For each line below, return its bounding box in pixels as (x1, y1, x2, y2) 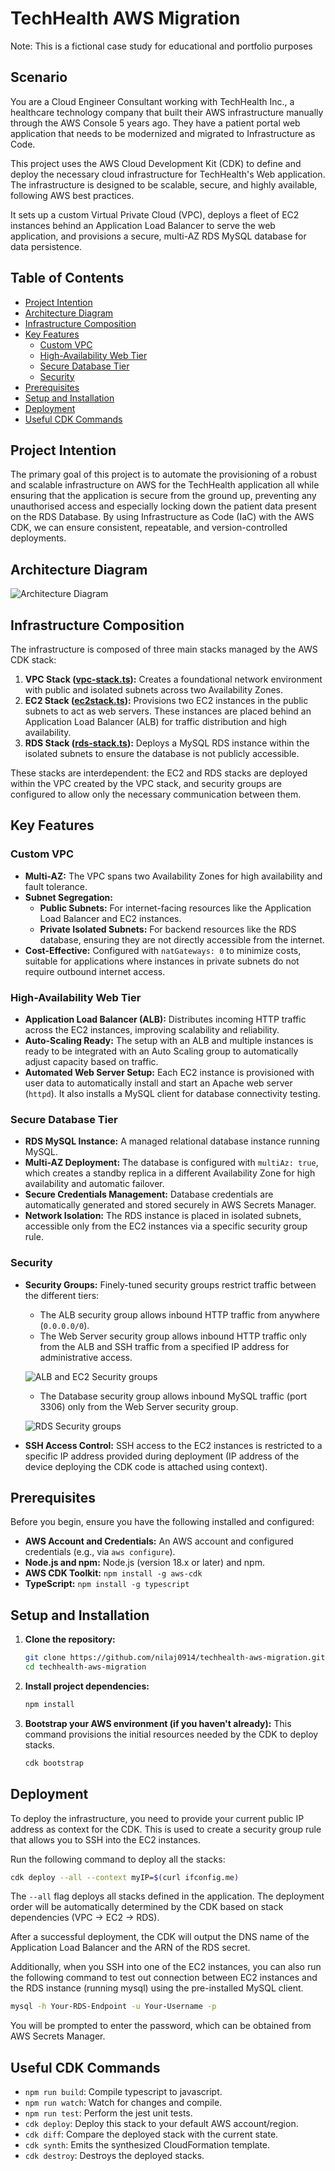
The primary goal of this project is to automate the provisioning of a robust (10, 468, 317, 481)
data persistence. (10, 240, 83, 252)
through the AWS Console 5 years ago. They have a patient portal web (10, 117, 301, 129)
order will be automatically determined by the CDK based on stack (10, 1901, 284, 1913)
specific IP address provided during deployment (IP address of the (24, 1450, 300, 1462)
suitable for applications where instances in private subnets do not (24, 955, 300, 967)
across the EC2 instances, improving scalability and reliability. (24, 1023, 280, 1036)
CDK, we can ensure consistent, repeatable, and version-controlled (10, 522, 288, 534)
